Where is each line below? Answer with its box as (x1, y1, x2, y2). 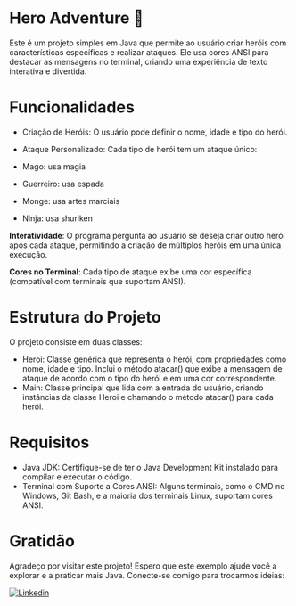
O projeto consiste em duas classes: (9, 336, 143, 347)
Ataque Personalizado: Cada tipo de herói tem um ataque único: (21, 143, 258, 154)
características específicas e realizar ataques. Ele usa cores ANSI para (9, 46, 269, 57)
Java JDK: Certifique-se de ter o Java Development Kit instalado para (21, 462, 279, 472)
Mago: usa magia (21, 160, 86, 172)
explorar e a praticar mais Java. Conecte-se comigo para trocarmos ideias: (9, 569, 285, 580)
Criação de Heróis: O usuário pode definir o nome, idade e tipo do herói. (21, 127, 288, 137)
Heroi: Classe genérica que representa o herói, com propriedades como (21, 354, 287, 364)
